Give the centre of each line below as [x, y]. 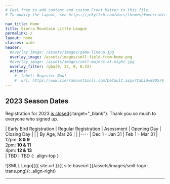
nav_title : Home [22, 24]
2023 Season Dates [37, 101]
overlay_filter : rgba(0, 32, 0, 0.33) [51, 67]
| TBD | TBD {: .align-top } [32, 156]
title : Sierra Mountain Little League [46, 28]
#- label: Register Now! [40, 76]
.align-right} [44, 171]
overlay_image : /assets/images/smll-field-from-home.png [71, 57]
